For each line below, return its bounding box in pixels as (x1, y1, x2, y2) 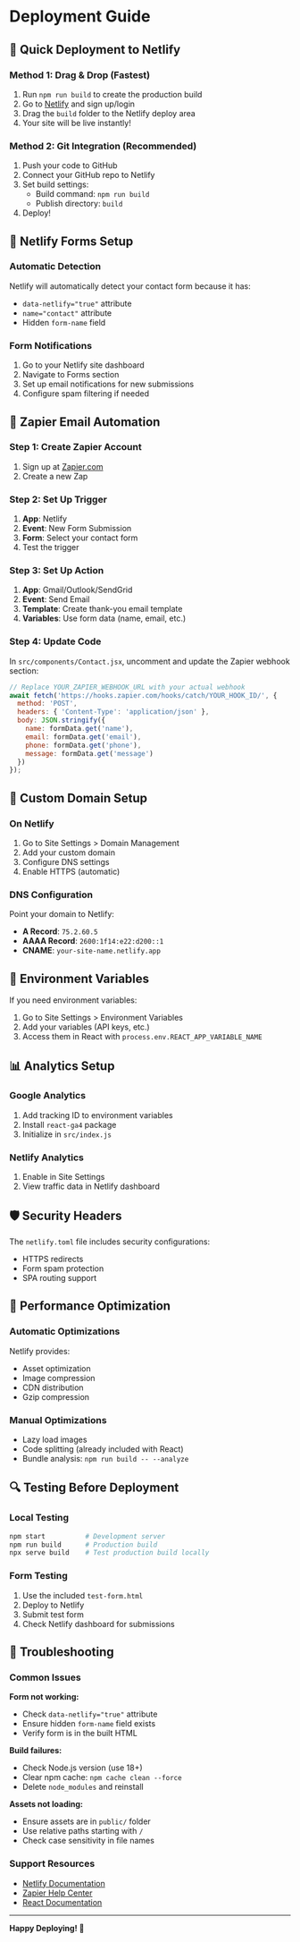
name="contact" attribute (21, 307, 112, 318)
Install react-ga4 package (21, 1119, 117, 1130)
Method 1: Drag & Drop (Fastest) (9, 69, 150, 81)
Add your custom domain (21, 847, 116, 858)
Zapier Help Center (21, 1887, 93, 1898)
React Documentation (21, 1896, 103, 1907)
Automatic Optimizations (9, 1326, 121, 1338)
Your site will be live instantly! (21, 117, 131, 128)
